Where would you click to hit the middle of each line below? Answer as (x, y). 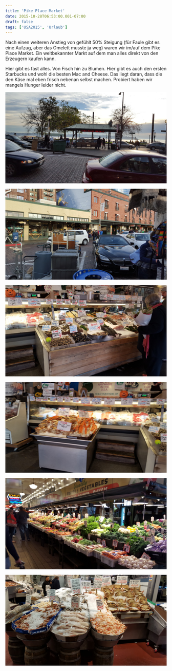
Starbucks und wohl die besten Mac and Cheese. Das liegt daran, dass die (84, 74)
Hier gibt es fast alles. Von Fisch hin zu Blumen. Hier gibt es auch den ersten (86, 69)
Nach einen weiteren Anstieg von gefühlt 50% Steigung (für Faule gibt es (82, 42)
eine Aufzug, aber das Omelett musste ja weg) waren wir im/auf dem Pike (83, 48)
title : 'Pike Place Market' (35, 11)
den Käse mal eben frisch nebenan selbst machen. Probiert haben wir (79, 80)
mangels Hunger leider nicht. (36, 85)
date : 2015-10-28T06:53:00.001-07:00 (46, 16)
